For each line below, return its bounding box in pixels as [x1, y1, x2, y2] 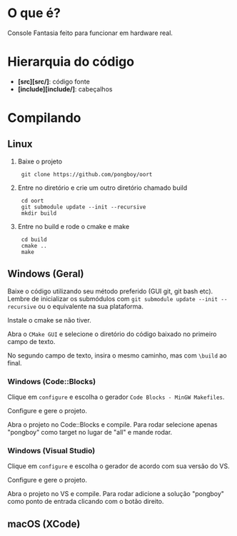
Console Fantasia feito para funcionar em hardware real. [7, 29, 173, 37]
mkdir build [21, 209, 57, 217]
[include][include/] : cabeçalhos [17, 84, 113, 93]
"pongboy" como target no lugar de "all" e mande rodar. [7, 428, 173, 436]
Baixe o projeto [17, 157, 63, 166]
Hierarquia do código [7, 54, 134, 70]
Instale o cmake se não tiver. [7, 315, 91, 324]
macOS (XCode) [7, 517, 81, 530]
